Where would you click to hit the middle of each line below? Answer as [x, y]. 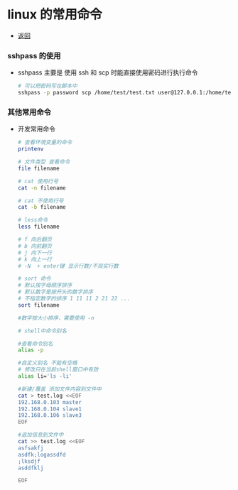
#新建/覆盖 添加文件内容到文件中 [59, 389]
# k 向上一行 [34, 259]
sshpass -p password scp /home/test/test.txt [86, 93]
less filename [38, 227]
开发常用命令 [36, 129]
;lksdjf [29, 461]
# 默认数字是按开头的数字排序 [55, 292]
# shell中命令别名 [42, 331]
